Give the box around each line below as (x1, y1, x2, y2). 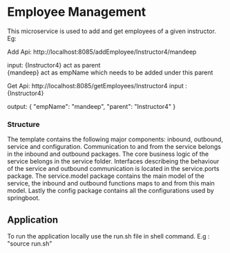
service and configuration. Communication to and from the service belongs (7, 143, 221, 151)
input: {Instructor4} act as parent (7, 61, 101, 69)
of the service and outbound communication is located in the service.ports (7, 165, 220, 173)
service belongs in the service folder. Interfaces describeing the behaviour (7, 157, 220, 165)
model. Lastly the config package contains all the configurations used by (7, 187, 214, 195)
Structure (7, 119, 40, 129)
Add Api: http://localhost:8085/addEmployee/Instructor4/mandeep (7, 48, 197, 56)
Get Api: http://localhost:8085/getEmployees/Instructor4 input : (7, 81, 188, 90)
